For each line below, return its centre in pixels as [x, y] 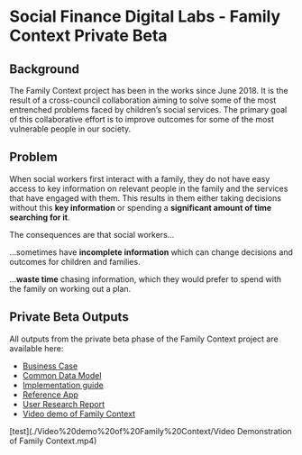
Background [44, 69]
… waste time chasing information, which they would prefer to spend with [146, 279]
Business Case [50, 366]
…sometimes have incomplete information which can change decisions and [151, 252]
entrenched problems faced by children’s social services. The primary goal [148, 109]
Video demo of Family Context [79, 414]
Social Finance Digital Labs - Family [145, 17]
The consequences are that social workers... [92, 234]
